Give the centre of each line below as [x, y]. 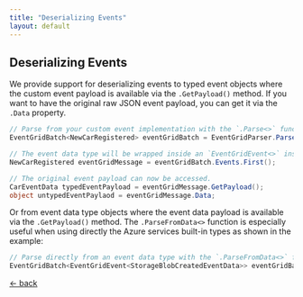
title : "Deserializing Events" [68, 18]
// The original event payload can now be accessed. [110, 178]
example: [26, 241]
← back [23, 283]
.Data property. [38, 112]
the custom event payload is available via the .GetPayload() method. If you [148, 94]
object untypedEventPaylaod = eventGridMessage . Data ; [113, 195]
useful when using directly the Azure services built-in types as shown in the [150, 231]
